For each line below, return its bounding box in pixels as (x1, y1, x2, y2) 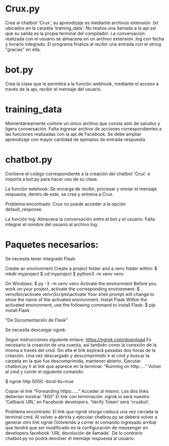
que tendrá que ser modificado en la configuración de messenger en (5, 424, 148, 430)
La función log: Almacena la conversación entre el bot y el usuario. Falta (5, 216, 155, 222)
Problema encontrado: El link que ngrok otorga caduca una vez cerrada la (5, 408, 158, 414)
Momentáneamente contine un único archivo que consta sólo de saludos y (5, 120, 160, 126)
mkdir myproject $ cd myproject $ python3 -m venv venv (5, 270, 124, 277)
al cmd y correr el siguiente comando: (5, 368, 84, 375)
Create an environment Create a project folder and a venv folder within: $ (5, 265, 157, 271)
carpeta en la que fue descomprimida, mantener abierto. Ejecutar (5, 358, 141, 364)
